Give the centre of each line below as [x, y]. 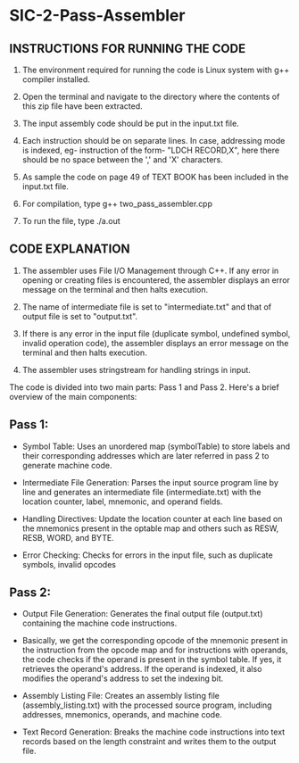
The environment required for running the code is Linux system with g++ [156, 70]
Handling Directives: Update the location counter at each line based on [152, 518]
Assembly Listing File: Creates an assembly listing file [121, 696]
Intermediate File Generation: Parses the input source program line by [150, 482]
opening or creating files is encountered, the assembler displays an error [156, 280]
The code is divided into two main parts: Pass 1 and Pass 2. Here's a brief [144, 387]
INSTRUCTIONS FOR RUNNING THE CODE [128, 49]
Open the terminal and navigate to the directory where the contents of [151, 96]
